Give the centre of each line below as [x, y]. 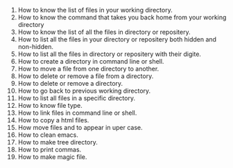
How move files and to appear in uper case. [80, 128]
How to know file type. [50, 105]
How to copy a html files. [53, 120]
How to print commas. [50, 149]
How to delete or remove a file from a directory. [86, 76]
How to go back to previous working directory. [84, 91]
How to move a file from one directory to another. [88, 69]
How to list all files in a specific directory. [77, 98]
